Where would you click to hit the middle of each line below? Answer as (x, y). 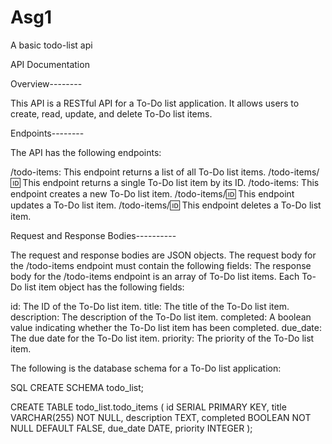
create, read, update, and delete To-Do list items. (111, 113)
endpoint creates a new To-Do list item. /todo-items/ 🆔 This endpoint (152, 193)
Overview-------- (46, 83)
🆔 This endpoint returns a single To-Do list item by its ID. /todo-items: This (165, 182)
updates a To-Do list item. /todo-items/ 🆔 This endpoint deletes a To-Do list (166, 205)
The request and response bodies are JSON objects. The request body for (163, 255)
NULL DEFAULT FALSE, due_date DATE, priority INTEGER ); (131, 428)
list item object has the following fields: (104, 287)
